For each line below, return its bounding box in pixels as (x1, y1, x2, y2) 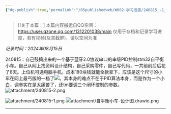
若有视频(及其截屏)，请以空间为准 (26, 34, 98, 41)
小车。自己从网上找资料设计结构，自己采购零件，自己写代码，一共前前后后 (5, 62, 161, 68)
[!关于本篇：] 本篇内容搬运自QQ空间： (17, 22, 98, 28)
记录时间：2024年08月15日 (5, 45, 63, 51)
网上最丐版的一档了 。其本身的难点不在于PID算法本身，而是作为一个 (14, 75, 160, 81)
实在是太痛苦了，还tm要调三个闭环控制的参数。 (22, 82, 122, 88)
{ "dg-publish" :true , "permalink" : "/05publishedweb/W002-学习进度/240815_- (5, 7, 162, 13)
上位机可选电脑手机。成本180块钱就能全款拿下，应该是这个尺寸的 (21, 69, 158, 75)
